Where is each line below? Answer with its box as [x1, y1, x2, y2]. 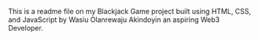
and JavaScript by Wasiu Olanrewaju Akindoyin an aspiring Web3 [8, 15, 220, 24]
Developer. [8, 24, 43, 32]
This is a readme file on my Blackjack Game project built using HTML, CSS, [8, 7, 252, 16]
